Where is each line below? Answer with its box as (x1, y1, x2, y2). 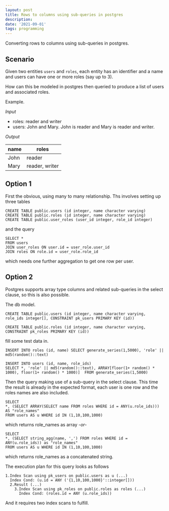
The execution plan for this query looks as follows (5, 463, 109, 469)
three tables (5, 198, 30, 204)
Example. (5, 98, 25, 104)
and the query (5, 226, 34, 232)
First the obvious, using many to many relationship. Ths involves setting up (5, 193, 161, 199)
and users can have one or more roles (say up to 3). (5, 74, 113, 80)
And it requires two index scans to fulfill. (5, 500, 90, 506)
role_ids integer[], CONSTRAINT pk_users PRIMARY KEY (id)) (5, 315, 135, 321)
